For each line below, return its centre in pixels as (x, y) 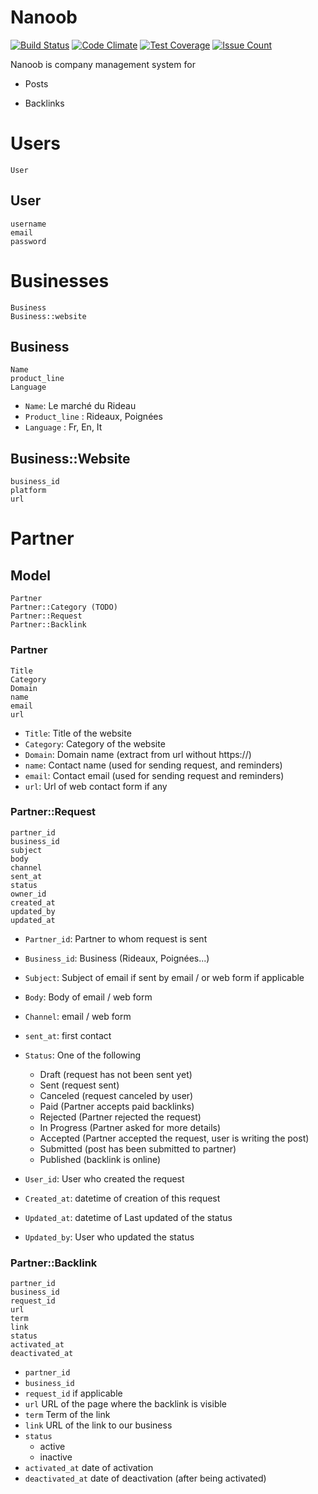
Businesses (60, 280)
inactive (56, 1457)
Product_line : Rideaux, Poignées (93, 417)
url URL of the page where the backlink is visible (126, 1404)
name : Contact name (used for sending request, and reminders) (153, 765)
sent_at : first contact (68, 1035)
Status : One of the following (83, 1055)
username (28, 224)
